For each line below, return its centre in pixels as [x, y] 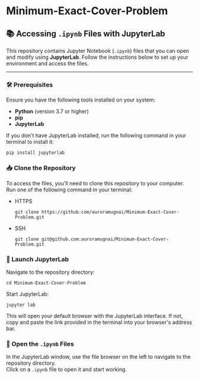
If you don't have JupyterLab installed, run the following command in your [96, 135]
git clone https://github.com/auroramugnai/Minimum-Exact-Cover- [97, 212]
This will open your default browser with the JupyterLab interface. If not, [94, 315]
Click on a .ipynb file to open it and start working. [67, 369]
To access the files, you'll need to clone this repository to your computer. [95, 183]
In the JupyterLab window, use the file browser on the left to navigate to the [99, 357]
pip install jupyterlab [36, 153]
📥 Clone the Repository [41, 168]
